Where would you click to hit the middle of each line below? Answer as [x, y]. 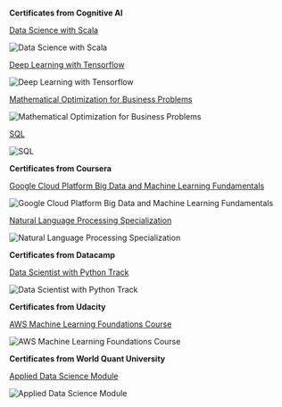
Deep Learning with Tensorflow [67, 65]
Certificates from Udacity [58, 307]
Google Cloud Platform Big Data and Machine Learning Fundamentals [137, 186]
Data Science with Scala [54, 30]
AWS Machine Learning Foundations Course [91, 324]
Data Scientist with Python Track [69, 272]
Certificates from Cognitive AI [66, 13]
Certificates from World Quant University [87, 359]
